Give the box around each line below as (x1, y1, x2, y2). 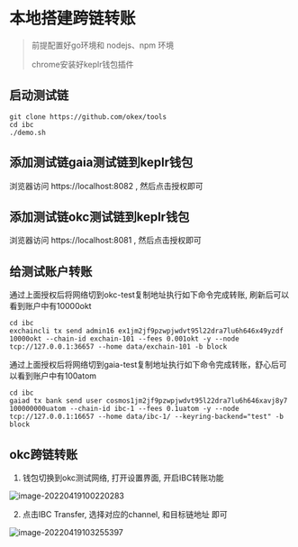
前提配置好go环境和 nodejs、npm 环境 (31, 40, 174, 50)
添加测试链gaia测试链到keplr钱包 (9, 155, 194, 170)
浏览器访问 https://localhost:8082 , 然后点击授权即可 (9, 180, 203, 191)
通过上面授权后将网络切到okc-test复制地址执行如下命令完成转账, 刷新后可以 (9, 289, 290, 300)
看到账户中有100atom (16, 370, 97, 381)
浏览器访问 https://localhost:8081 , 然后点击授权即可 (9, 235, 203, 246)
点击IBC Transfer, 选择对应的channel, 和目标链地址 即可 (22, 509, 228, 519)
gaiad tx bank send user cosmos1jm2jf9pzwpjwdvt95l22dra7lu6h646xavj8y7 (9, 397, 288, 406)
